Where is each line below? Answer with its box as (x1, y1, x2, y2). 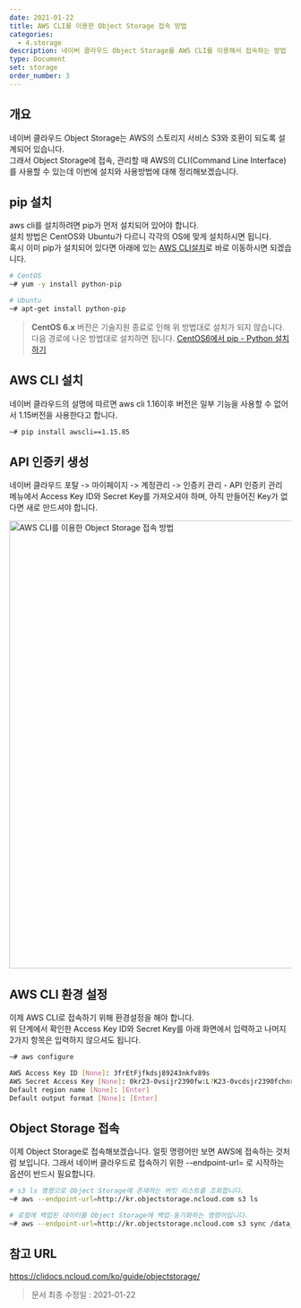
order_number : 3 (9, 72, 70, 81)
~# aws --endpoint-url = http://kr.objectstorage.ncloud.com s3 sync (9, 1219, 267, 1228)
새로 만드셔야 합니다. (25, 503, 99, 513)
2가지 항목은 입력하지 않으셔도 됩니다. (9, 1035, 142, 1046)
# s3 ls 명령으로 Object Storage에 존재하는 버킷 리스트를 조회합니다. (9, 1186, 245, 1196)
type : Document (9, 55, 66, 64)
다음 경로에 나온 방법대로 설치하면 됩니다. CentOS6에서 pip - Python (30, 332, 273, 343)
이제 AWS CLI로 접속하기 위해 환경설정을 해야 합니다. (9, 1012, 194, 1023)
